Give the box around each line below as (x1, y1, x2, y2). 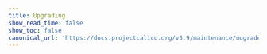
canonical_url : (8, 33, 59, 42)
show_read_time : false (8, 19, 83, 27)
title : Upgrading (8, 11, 66, 20)
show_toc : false (8, 26, 62, 34)
